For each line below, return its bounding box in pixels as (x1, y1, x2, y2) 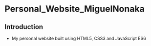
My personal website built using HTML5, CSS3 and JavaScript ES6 (11, 35, 146, 41)
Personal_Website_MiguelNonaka (4, 3, 145, 15)
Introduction (4, 23, 43, 31)
